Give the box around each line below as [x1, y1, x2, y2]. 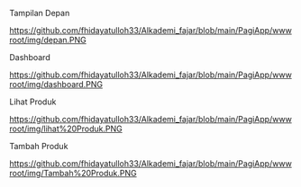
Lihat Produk [9, 96, 57, 107]
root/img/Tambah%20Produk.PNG [9, 168, 137, 178]
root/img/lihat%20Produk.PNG [9, 123, 123, 134]
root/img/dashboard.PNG [9, 79, 104, 89]
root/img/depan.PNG [9, 35, 87, 45]
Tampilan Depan [9, 8, 70, 18]
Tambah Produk [9, 141, 68, 151]
